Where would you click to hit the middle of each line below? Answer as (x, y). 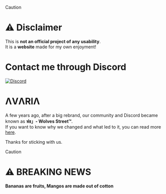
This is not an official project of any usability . (53, 41)
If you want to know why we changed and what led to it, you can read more (83, 127)
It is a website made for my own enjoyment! (51, 47)
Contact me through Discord (66, 67)
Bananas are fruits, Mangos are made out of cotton (59, 186)
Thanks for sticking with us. (34, 142)
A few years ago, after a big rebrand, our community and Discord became (82, 115)
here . (11, 132)
